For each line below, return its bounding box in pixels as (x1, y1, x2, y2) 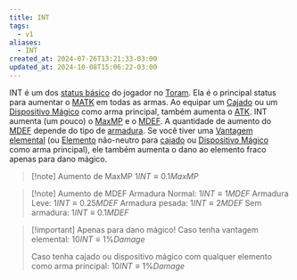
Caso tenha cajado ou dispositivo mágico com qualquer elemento (30, 251, 272, 261)
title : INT (9, 12, 50, 22)
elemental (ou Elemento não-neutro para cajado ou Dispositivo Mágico (9, 135, 269, 145)
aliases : (9, 37, 42, 47)
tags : (9, 21, 29, 30)
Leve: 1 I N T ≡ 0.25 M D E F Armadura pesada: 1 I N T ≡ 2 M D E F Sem (30, 197, 262, 208)
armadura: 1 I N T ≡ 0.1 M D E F (30, 207, 129, 218)
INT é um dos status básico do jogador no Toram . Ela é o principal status (9, 86, 276, 98)
